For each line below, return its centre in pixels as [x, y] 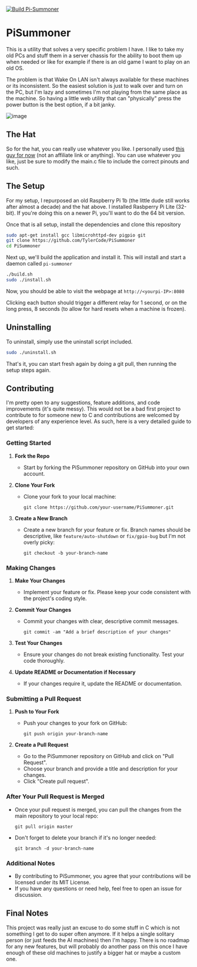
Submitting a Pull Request [44, 699]
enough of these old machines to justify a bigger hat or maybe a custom [94, 952]
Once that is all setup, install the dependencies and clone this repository [94, 224]
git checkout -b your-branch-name [66, 553]
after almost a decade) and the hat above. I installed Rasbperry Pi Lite [91, 206]
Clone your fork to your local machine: [70, 496]
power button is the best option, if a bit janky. [61, 104]
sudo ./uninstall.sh [31, 352]
